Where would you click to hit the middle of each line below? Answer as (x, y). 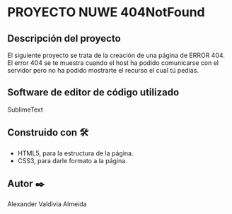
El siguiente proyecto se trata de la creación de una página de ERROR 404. (116, 55)
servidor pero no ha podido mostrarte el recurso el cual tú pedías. (103, 70)
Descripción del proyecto (64, 38)
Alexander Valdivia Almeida (47, 204)
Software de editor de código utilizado (93, 93)
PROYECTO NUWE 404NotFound (106, 12)
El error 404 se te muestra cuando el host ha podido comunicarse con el (113, 63)
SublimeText (25, 109)
